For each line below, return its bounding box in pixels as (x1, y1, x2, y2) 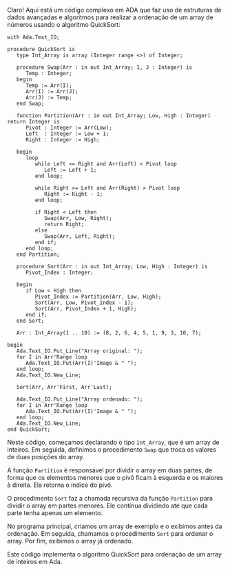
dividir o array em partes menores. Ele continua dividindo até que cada (7, 501, 208, 510)
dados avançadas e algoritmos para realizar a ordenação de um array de (7, 13, 213, 21)
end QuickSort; (7, 426, 51, 433)
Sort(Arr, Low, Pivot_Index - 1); (34, 299, 134, 306)
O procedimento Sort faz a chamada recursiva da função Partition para (7, 494, 213, 502)
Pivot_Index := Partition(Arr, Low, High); (34, 293, 162, 300)
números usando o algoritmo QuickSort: (7, 21, 121, 28)
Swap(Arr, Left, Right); (43, 233, 116, 240)
